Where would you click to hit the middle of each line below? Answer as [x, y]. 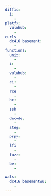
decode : [17, 118]
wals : [10, 177]
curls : [12, 37]
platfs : [13, 23]
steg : [15, 127]
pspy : [15, 137]
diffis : [13, 10]
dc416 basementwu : [28, 182]
